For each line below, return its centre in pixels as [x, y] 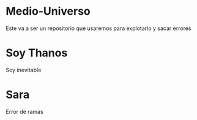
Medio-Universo [48, 11]
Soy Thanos [37, 53]
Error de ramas [24, 111]
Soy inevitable [24, 70]
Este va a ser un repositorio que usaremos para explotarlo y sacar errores [98, 28]
